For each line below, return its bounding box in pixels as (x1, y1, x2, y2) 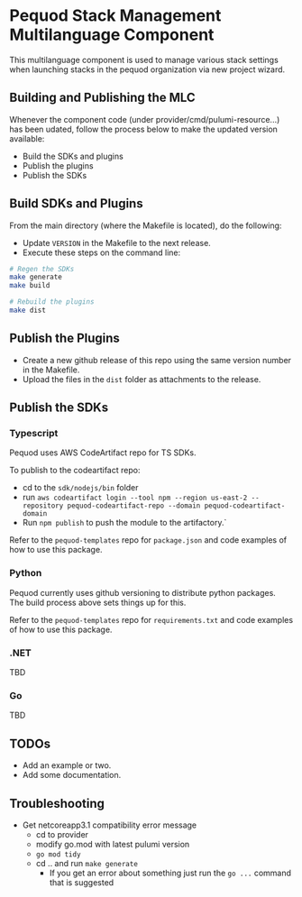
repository (22, 501, 64, 510)
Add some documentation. (22, 770, 122, 781)
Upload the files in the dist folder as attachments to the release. (22, 373, 261, 384)
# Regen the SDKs (9, 264, 75, 273)
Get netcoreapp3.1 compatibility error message (22, 819, 197, 830)
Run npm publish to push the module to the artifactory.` (22, 517, 227, 528)
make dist (9, 306, 47, 316)
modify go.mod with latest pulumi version (35, 838, 190, 849)
